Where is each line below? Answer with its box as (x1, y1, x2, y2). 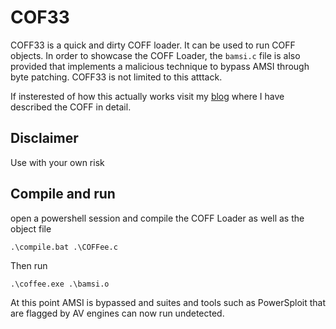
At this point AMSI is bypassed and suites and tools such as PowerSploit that (10, 296, 327, 308)
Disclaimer (10, 130, 79, 147)
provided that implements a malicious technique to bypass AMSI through (10, 60, 310, 72)
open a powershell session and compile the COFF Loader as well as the (10, 212, 305, 224)
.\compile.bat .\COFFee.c (10, 242, 118, 252)
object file (10, 222, 52, 235)
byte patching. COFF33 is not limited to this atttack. (10, 71, 223, 83)
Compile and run (10, 186, 116, 203)
